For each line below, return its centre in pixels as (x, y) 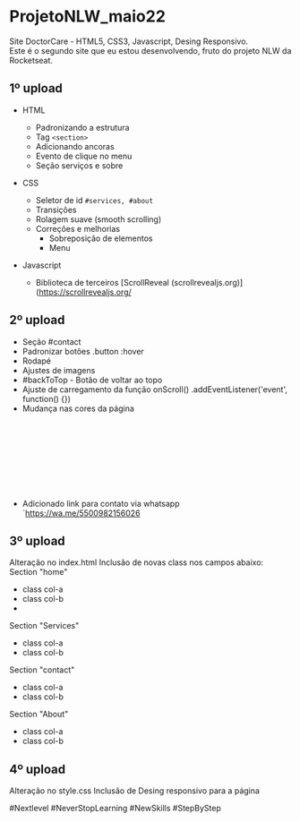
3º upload (37, 540)
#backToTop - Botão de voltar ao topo (92, 380)
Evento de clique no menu (84, 156)
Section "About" (39, 715)
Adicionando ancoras (75, 146)
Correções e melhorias (78, 228)
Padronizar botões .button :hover (83, 351)
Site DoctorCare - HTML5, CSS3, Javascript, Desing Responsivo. (129, 41)
